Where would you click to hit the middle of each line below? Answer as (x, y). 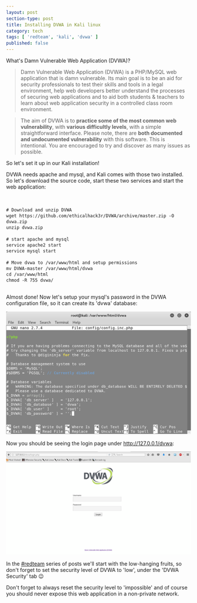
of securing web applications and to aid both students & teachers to (102, 97)
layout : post (22, 12)
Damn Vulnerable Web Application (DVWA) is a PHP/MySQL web (98, 72)
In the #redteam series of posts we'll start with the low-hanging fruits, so (94, 564)
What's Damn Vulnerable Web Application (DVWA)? (68, 61)
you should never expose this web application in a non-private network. (93, 594)
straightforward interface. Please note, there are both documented (101, 133)
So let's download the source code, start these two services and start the (95, 181)
